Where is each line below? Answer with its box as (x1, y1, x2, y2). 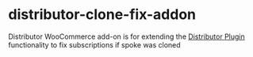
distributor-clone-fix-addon (8, 6, 197, 24)
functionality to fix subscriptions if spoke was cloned (8, 40, 181, 49)
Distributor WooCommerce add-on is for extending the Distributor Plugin (8, 32, 246, 41)
